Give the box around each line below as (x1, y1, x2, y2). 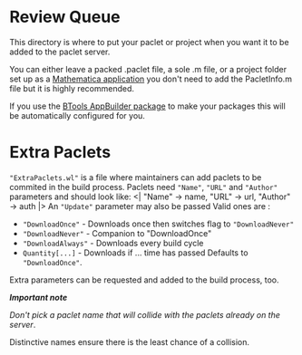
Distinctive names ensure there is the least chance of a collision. (9, 336, 250, 347)
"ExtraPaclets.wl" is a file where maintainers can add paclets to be (9, 171, 262, 183)
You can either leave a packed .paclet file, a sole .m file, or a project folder (9, 63, 287, 74)
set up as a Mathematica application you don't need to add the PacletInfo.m (9, 73, 293, 84)
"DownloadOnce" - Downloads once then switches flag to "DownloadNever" (22, 218, 295, 229)
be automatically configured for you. (9, 110, 145, 120)
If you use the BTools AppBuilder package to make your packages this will (9, 101, 286, 111)
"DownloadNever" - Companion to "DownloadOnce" (22, 227, 212, 238)
